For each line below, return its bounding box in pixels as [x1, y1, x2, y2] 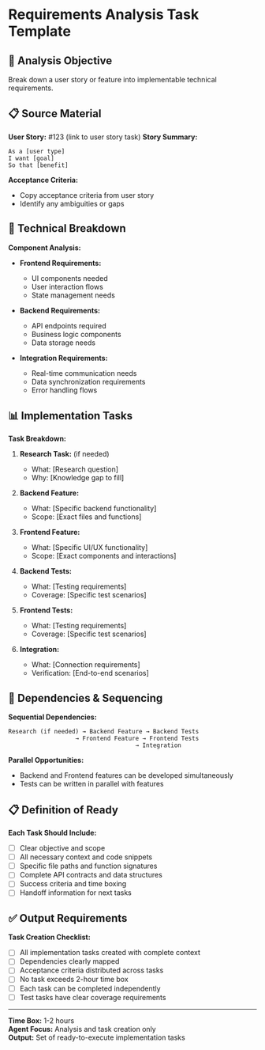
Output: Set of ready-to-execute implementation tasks [8, 1033, 185, 1042]
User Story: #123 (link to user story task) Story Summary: [8, 132, 198, 142]
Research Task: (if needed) [19, 449, 110, 459]
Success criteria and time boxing [19, 879, 127, 889]
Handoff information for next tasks [19, 888, 132, 897]
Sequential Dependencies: [8, 712, 97, 722]
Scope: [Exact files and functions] [31, 512, 142, 521]
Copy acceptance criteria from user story [19, 190, 155, 199]
